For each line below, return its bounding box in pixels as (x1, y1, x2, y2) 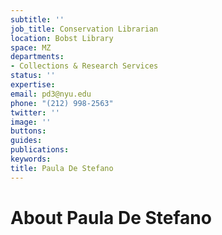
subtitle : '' (10, 14, 65, 25)
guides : (10, 136, 43, 146)
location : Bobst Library (10, 33, 114, 43)
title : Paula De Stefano (10, 163, 114, 173)
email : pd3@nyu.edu (10, 89, 92, 99)
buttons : (10, 126, 47, 136)
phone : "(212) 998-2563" (10, 98, 114, 108)
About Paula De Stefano (10, 206, 212, 229)
